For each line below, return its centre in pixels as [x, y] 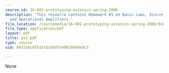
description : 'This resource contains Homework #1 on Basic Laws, [76, 15]
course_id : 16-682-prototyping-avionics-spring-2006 [62, 10]
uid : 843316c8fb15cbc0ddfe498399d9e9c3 [47, 47]
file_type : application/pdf [35, 29]
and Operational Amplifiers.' [41, 19]
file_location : [21, 24]
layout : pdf [18, 33]
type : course [19, 43]
